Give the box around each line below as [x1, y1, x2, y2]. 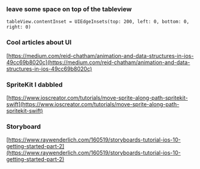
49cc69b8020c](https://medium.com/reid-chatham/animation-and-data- [6, 59, 190, 66]
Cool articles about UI [6, 38, 72, 47]
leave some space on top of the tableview [6, 5, 132, 13]
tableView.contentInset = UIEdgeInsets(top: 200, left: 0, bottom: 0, [6, 19, 190, 25]
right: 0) [6, 24, 32, 31]
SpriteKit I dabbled [6, 80, 63, 88]
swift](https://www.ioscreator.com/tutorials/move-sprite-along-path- [6, 100, 180, 108]
